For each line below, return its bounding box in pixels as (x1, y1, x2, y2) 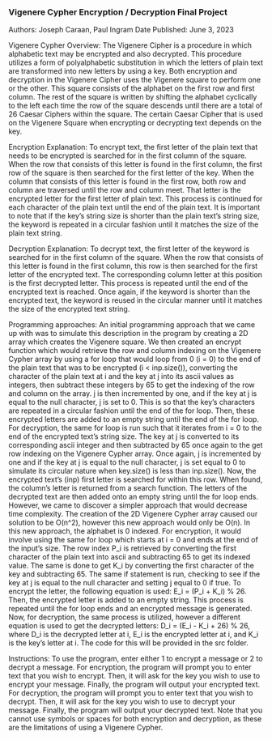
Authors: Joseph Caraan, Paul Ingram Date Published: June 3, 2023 (8, 25, 235, 35)
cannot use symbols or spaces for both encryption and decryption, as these (8, 714, 262, 724)
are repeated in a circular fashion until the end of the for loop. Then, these (8, 406, 255, 415)
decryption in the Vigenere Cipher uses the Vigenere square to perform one (8, 75, 261, 85)
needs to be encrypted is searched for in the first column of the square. (8, 151, 247, 160)
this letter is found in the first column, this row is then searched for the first (8, 262, 258, 271)
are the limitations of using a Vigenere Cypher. (8, 723, 164, 733)
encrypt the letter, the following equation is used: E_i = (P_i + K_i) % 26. (8, 586, 247, 597)
